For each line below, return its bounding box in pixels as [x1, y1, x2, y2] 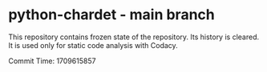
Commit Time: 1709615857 [8, 56, 96, 66]
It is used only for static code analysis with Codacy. [8, 40, 178, 50]
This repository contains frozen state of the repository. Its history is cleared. [8, 32, 259, 42]
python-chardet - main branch [8, 6, 215, 24]
